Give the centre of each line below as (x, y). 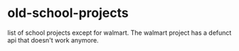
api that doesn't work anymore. (53, 40)
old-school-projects (68, 13)
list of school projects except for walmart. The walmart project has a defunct (119, 33)
